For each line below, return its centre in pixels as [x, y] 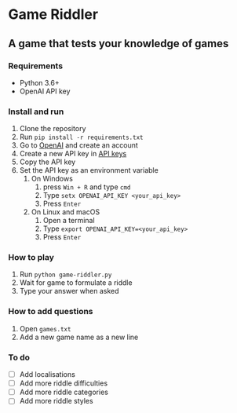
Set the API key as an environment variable [89, 170]
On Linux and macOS [66, 212]
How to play [31, 258]
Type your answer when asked [69, 291]
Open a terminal [69, 221]
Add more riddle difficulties [64, 383]
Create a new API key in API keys [73, 154]
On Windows [52, 179]
